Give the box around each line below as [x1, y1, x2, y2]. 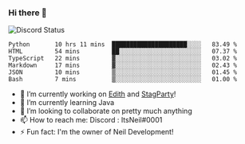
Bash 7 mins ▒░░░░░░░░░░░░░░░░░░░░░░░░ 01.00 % [8, 76, 238, 84]
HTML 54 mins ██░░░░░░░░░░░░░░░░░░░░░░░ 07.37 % [8, 48, 238, 56]
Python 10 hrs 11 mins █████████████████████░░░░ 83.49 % [8, 41, 238, 49]
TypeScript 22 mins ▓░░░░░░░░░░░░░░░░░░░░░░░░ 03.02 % [8, 55, 238, 63]
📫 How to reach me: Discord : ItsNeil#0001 [19, 115, 163, 125]
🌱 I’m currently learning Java [19, 98, 115, 107]
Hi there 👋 [8, 7, 48, 18]
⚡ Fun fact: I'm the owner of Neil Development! [19, 127, 174, 137]
